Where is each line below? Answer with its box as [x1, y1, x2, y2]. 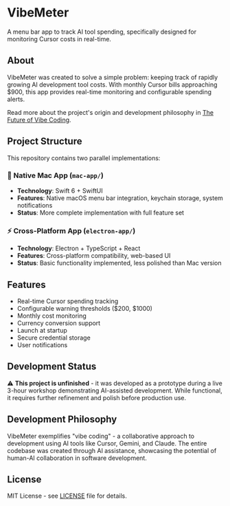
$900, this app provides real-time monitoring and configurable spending [7, 87, 211, 96]
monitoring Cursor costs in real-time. [7, 34, 112, 43]
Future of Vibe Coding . [7, 115, 71, 124]
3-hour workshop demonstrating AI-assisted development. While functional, [7, 386, 222, 395]
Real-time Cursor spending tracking [16, 297, 119, 305]
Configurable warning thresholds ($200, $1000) [16, 304, 153, 312]
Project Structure [7, 135, 82, 147]
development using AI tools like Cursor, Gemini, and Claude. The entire [7, 439, 207, 448]
